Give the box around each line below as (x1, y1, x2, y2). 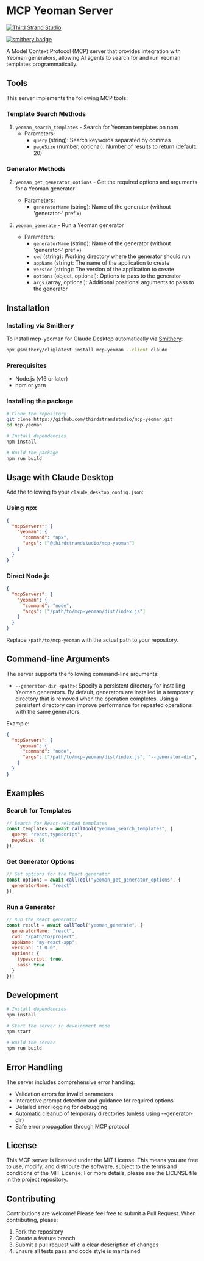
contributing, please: (6, 1216, 58, 1224)
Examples (6, 788, 44, 799)
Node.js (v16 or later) (15, 375, 68, 383)
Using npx (6, 504, 37, 512)
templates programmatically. (6, 60, 78, 68)
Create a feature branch (15, 1235, 76, 1242)
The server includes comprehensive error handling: (6, 1078, 135, 1086)
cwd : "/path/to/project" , (12, 933, 78, 939)
